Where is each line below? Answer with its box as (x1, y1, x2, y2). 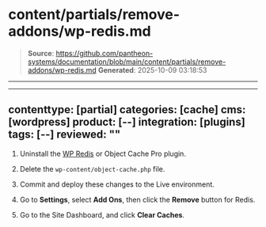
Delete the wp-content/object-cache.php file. (19, 164, 165, 173)
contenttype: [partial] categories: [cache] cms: (8, 103, 246, 116)
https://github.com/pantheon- (55, 48, 154, 58)
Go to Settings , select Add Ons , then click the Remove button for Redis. (19, 195, 256, 204)
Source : (27, 48, 55, 58)
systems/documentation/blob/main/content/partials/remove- (27, 57, 226, 66)
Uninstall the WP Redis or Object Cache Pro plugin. (19, 149, 186, 158)
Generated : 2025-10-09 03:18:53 (97, 65, 207, 74)
